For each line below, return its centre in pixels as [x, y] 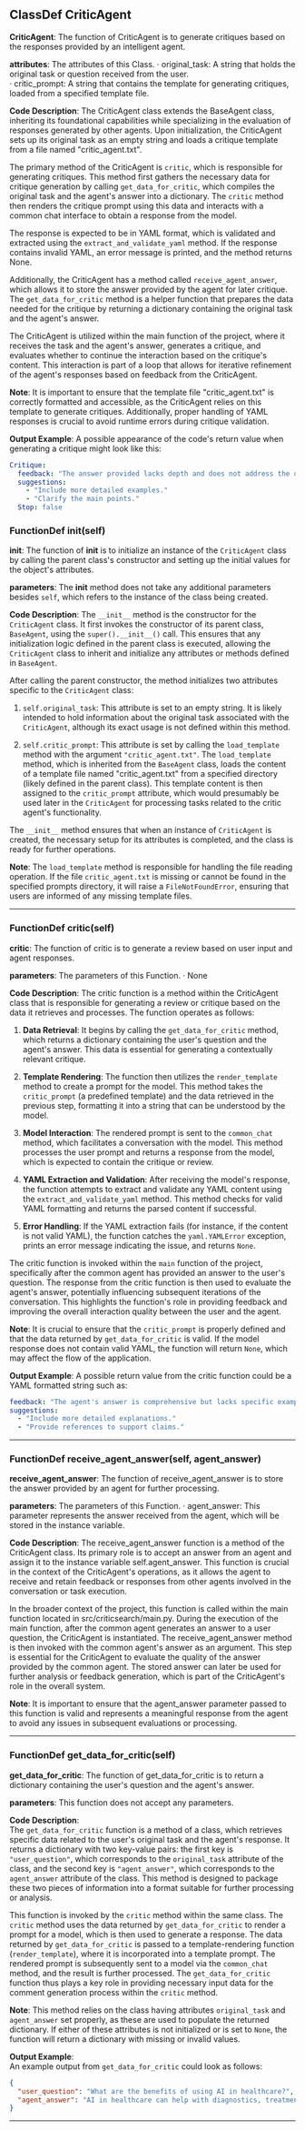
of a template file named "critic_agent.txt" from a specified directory [150, 774]
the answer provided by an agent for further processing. [114, 1488]
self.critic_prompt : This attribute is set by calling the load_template [151, 745]
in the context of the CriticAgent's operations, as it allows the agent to [140, 1572]
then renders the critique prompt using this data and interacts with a [137, 206]
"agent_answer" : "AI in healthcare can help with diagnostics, [139, 2100]
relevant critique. [54, 1059]
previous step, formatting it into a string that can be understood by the [154, 1105]
